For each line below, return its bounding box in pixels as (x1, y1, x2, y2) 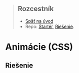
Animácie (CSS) (5, 41, 73, 53)
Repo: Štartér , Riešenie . (25, 23, 74, 29)
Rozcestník (17, 5, 54, 13)
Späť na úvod (25, 18, 54, 24)
